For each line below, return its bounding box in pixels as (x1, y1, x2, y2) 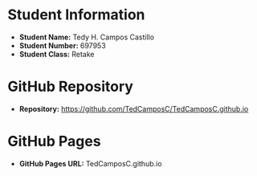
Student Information (7, 6, 145, 24)
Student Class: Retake (18, 49, 95, 59)
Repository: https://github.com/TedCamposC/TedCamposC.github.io (18, 104, 249, 113)
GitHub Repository (7, 78, 134, 96)
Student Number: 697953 (18, 40, 106, 50)
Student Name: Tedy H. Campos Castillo (18, 32, 154, 42)
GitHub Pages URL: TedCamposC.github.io (18, 158, 162, 168)
